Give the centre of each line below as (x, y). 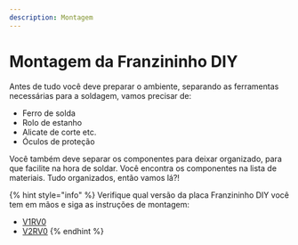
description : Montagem (51, 17)
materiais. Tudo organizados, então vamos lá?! (95, 177)
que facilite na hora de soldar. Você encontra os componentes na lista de (143, 168)
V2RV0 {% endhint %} (63, 231)
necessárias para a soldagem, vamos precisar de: (101, 95)
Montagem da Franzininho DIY (124, 61)
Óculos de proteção (58, 141)
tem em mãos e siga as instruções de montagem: (99, 204)
